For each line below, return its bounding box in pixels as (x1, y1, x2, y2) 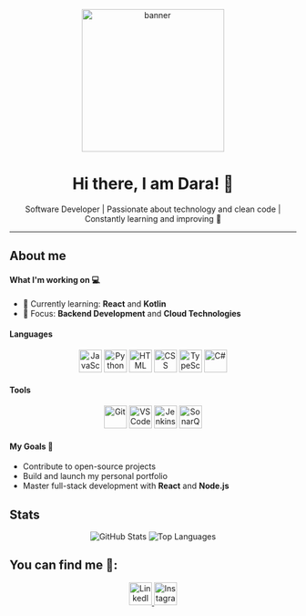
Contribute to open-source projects (22, 461, 157, 472)
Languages (9, 329, 53, 339)
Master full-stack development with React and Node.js (22, 480, 229, 492)
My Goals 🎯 (9, 441, 54, 452)
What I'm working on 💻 (9, 274, 100, 285)
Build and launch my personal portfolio (22, 471, 168, 482)
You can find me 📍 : (9, 558, 118, 573)
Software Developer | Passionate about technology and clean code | (25, 204, 281, 214)
